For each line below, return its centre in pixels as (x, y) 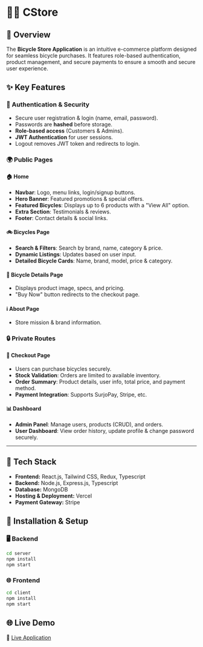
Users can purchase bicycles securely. (63, 369)
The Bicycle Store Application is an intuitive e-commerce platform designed (101, 49)
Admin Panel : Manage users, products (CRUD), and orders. (89, 424)
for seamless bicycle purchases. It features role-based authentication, (94, 56)
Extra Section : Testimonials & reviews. (63, 212)
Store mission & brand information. (58, 322)
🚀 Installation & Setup (47, 521)
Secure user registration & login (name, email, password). (86, 118)
